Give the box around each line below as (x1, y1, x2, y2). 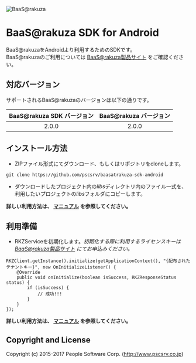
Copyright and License (6, 335, 91, 345)
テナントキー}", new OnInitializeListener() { (6, 264, 116, 270)
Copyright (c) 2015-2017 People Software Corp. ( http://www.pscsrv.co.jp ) (6, 351, 184, 358)
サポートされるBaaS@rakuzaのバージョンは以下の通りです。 (6, 96, 152, 103)
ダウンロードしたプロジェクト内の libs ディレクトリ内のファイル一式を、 (14, 182, 187, 190)
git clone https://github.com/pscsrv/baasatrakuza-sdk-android (6, 172, 164, 178)
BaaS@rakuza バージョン (99, 111, 171, 120)
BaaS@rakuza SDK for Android (6, 26, 159, 39)
